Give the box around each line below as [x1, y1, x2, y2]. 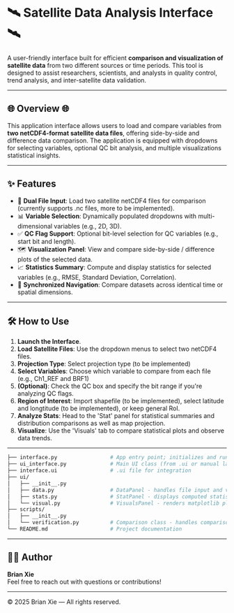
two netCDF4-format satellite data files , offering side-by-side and [7, 129, 200, 137]
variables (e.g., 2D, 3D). [54, 222, 122, 230]
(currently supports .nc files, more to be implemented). [17, 203, 175, 212]
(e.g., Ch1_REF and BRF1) [17, 375, 89, 383]
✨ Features [7, 178, 56, 190]
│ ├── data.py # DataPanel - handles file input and [7, 486, 223, 493]
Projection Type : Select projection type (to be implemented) [17, 360, 191, 368]
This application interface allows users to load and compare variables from [7, 121, 221, 129]
